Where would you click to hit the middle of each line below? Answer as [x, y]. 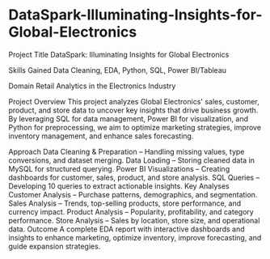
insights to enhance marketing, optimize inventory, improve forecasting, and [135, 237]
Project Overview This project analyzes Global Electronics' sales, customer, [134, 101]
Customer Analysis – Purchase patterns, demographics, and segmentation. [133, 194]
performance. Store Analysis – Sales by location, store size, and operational [134, 220]
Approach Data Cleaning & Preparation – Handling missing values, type [127, 151]
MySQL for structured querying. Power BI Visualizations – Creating [119, 168]
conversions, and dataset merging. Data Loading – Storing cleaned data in [132, 160]
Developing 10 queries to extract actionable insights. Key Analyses [119, 186]
